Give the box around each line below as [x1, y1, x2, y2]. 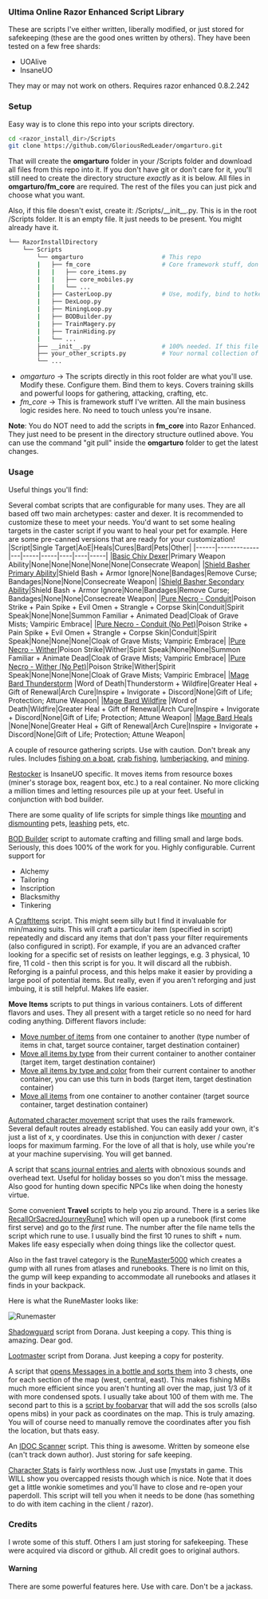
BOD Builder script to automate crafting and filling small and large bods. [8, 833, 244, 843]
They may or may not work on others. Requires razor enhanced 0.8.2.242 [8, 81, 250, 90]
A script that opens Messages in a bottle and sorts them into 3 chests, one [8, 1366, 253, 1376]
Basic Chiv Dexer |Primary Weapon [112, 551, 226, 561]
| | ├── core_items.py [37, 268, 127, 276]
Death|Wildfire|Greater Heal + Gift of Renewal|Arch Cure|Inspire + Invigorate [8, 704, 260, 714]
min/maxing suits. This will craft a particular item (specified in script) [8, 924, 234, 933]
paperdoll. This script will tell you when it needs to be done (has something [8, 1490, 255, 1500]
